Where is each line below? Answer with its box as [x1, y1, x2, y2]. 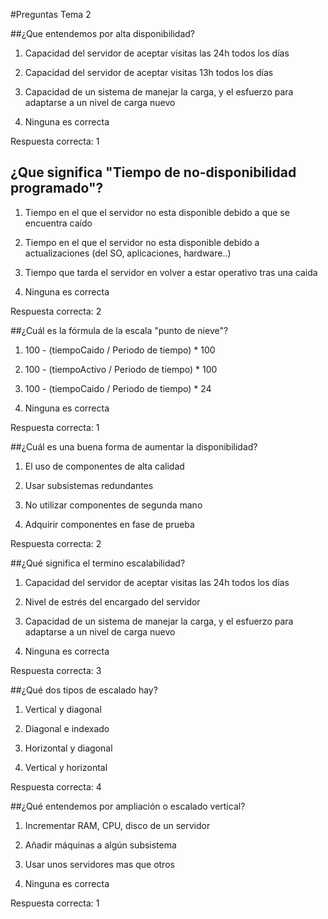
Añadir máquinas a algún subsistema [24, 839, 177, 851]
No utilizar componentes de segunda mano [24, 499, 203, 511]
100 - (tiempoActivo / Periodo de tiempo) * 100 [24, 363, 218, 375]
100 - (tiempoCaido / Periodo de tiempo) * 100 [24, 344, 216, 356]
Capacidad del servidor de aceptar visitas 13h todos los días [24, 67, 274, 78]
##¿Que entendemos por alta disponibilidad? [10, 28, 195, 39]
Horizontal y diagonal [24, 742, 113, 754]
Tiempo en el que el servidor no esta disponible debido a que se [24, 206, 290, 218]
